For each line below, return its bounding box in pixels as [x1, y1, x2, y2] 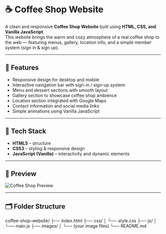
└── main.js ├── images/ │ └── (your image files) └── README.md [5, 223, 147, 229]
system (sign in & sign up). [5, 44, 59, 50]
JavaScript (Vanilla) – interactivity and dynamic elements [12, 151, 130, 156]
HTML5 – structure [12, 140, 51, 146]
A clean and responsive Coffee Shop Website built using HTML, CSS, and [5, 23, 157, 30]
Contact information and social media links [12, 103, 100, 109]
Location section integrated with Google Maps [12, 97, 107, 104]
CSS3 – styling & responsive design [12, 145, 85, 151]
